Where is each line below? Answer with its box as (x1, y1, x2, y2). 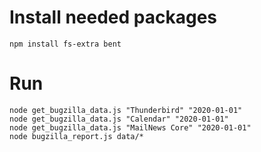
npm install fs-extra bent (9, 39, 122, 49)
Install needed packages (9, 6, 218, 29)
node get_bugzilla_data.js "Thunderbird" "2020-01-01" (9, 105, 243, 115)
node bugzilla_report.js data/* (9, 131, 144, 141)
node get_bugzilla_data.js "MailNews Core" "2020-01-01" (9, 122, 252, 133)
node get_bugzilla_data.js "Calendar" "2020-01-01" (9, 114, 229, 124)
